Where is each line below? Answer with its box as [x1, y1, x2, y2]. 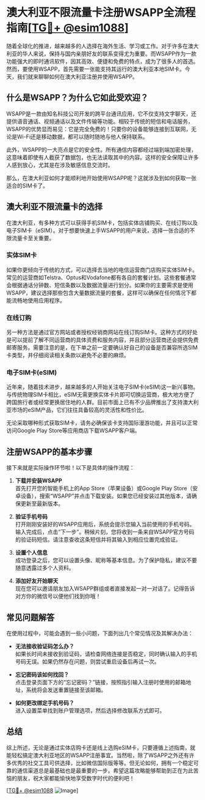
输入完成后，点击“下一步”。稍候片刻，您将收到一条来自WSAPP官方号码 [15, 528, 195, 536]
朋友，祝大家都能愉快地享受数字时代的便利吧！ [16, 774, 135, 782]
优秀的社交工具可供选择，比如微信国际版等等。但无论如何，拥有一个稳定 [11, 759, 193, 766]
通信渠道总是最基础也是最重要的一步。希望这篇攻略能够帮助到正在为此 [16, 766, 193, 774]
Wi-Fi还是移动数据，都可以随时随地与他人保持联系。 [16, 133, 148, 140]
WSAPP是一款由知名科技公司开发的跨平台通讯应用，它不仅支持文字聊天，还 [6, 110, 197, 117]
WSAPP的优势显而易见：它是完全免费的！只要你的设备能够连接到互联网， [6, 125, 192, 132]
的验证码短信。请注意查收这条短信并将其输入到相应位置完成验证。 [15, 536, 181, 544]
